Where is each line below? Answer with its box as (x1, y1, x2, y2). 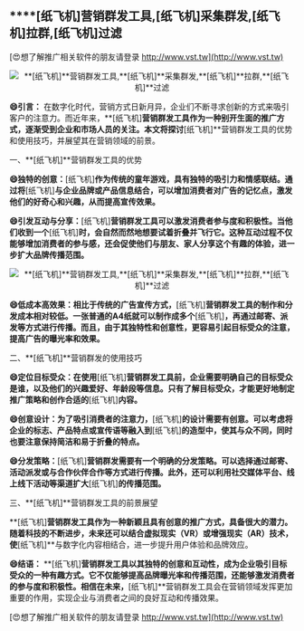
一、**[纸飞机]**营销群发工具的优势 (9, 154, 143, 165)
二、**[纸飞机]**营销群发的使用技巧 (9, 352, 143, 363)
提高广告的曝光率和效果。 (9, 333, 105, 344)
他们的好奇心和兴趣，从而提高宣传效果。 (9, 196, 160, 206)
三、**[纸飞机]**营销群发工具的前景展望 (9, 497, 158, 508)
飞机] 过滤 (69, 25, 122, 41)
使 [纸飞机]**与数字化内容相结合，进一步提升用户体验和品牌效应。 (9, 539, 253, 550)
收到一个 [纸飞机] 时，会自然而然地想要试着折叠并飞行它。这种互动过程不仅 (16, 226, 293, 237)
